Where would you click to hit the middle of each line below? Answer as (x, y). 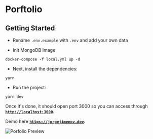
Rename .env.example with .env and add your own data (70, 40)
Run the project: (29, 88)
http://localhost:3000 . (30, 112)
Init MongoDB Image (34, 50)
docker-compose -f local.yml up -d (43, 59)
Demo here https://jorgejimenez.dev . (45, 121)
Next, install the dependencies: (45, 69)
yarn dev (14, 97)
